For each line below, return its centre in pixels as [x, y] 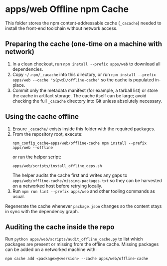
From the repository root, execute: [47, 134]
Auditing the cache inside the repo [60, 227]
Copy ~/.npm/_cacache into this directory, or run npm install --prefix [84, 74]
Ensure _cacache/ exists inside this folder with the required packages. [84, 129]
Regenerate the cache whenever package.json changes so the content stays [83, 206]
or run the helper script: [37, 157]
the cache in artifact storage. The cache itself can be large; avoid [79, 95]
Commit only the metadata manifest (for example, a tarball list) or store [85, 90]
